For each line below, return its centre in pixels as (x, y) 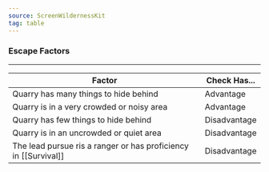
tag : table (26, 23)
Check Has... (231, 80)
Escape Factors (39, 51)
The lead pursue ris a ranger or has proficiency (101, 146)
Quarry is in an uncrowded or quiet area (87, 133)
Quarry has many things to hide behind (85, 94)
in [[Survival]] (38, 155)
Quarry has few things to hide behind (82, 119)
